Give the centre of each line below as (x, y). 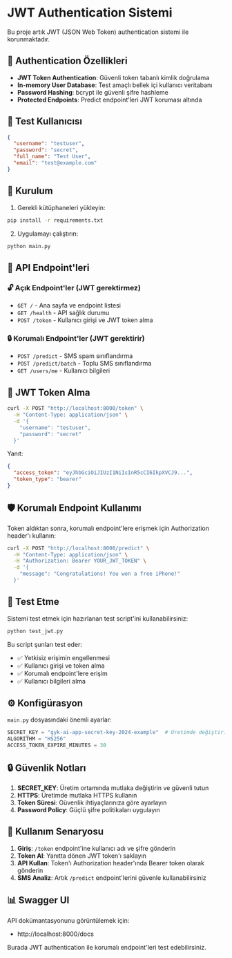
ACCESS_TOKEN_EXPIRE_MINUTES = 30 (57, 745)
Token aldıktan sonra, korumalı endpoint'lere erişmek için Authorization (108, 528)
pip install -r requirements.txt (55, 220)
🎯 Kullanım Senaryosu (56, 832)
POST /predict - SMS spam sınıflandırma (75, 356)
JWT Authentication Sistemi (90, 13)
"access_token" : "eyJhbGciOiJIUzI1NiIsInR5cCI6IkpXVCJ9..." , (103, 473)
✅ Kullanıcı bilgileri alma (51, 681)
